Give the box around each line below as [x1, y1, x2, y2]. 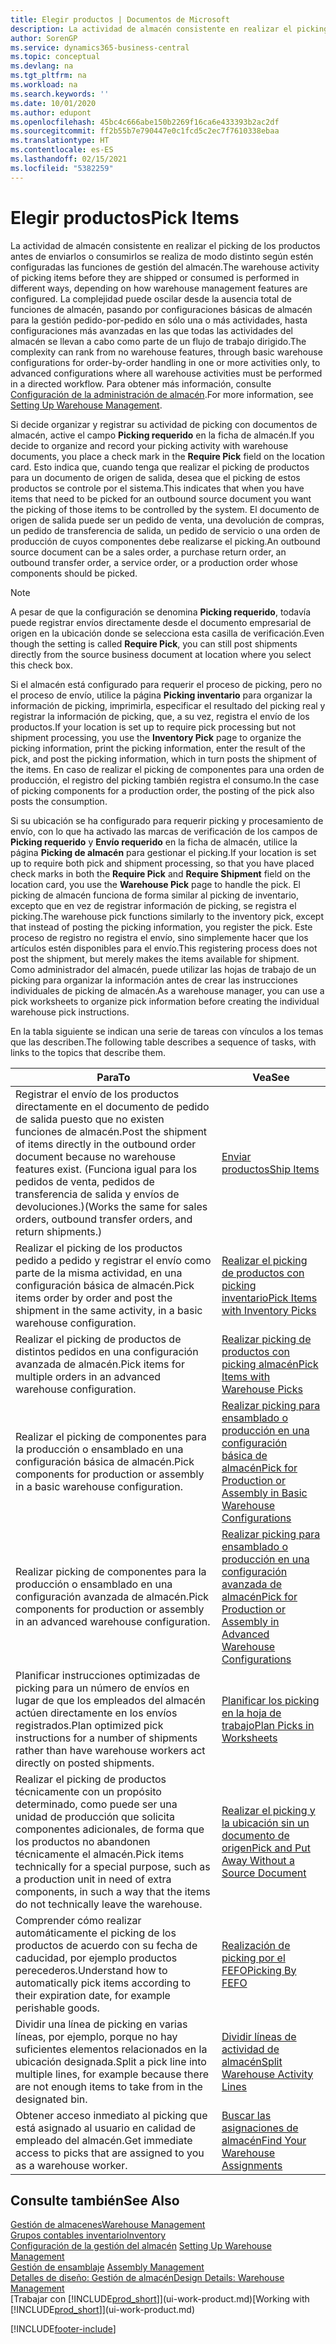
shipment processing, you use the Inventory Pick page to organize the [10, 731, 302, 743]
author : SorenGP [10, 33, 78, 43]
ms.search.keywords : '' [10, 89, 110, 99]
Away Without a [221, 1853, 295, 1867]
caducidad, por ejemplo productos [15, 1951, 178, 1965]
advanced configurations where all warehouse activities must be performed [10, 367, 323, 379]
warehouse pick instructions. [10, 1006, 130, 1018]
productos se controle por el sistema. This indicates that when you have [10, 482, 305, 494]
